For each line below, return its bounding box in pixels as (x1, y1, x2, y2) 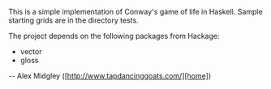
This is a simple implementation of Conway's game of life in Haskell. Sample (8, 7, 263, 16)
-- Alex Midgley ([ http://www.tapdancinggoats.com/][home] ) (8, 71, 212, 80)
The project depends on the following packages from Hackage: (8, 32, 221, 40)
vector (19, 47, 42, 56)
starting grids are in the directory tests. (8, 15, 140, 25)
